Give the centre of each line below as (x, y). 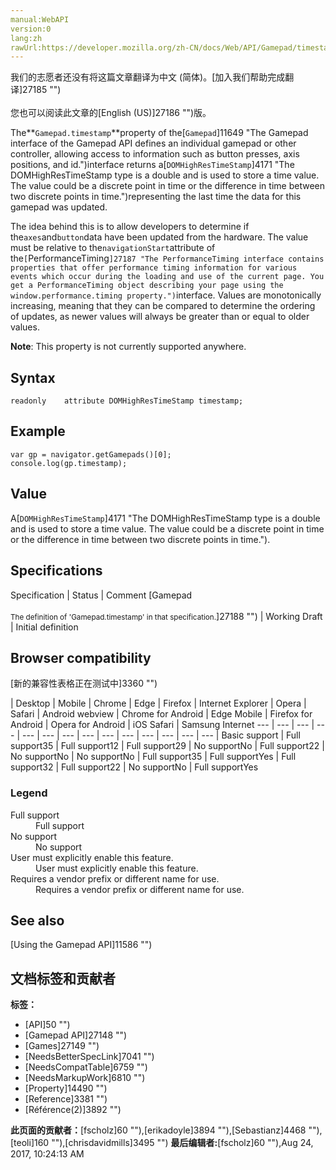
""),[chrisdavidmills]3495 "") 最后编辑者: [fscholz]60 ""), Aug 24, (182, 1143)
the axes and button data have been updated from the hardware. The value (159, 237)
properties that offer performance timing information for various (154, 268)
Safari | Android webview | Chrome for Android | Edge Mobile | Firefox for (161, 714)
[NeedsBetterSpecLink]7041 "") (89, 1057)
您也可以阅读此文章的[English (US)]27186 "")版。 (111, 113)
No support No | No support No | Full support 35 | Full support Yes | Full (153, 757)
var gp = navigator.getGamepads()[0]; (91, 454)
